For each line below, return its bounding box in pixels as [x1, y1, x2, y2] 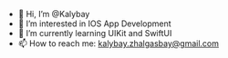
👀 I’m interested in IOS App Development [17, 18, 171, 29]
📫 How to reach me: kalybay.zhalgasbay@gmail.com [17, 38, 219, 49]
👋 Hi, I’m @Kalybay [17, 9, 90, 19]
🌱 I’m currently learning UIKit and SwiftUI [17, 28, 172, 38]
